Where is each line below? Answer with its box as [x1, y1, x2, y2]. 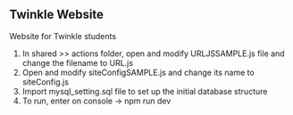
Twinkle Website [9, 7, 105, 22]
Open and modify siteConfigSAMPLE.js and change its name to [21, 67, 255, 78]
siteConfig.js [21, 76, 70, 87]
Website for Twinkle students [9, 30, 117, 41]
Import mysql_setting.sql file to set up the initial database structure [21, 86, 268, 96]
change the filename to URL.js [21, 57, 134, 68]
